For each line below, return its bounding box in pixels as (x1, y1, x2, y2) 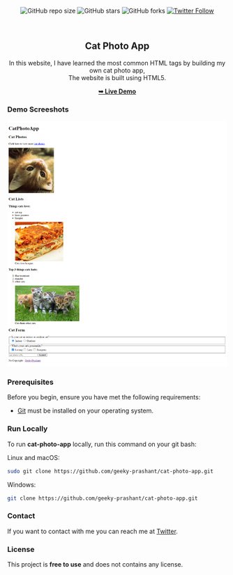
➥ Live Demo (98, 87, 137, 95)
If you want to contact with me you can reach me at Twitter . (7, 527, 178, 535)
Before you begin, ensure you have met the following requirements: (7, 393, 201, 401)
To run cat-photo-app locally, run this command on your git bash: (7, 440, 197, 448)
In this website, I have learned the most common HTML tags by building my (9, 59, 225, 67)
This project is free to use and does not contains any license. (7, 560, 183, 569)
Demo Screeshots (7, 105, 69, 114)
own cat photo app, (89, 66, 145, 75)
